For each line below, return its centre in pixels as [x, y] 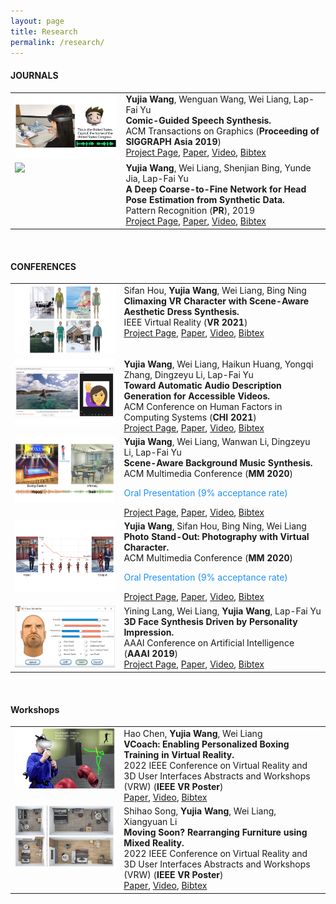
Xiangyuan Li [150, 822]
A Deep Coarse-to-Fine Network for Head [216, 189]
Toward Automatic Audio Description [202, 385]
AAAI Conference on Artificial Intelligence [209, 642]
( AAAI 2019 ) [151, 653]
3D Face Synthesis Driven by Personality [210, 621]
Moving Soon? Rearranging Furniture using [215, 832]
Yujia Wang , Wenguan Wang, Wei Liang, [208, 99]
